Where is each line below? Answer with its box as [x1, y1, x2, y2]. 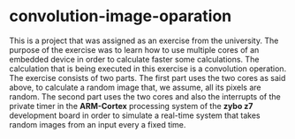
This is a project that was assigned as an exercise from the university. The [9, 35, 279, 46]
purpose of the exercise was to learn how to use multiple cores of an [9, 44, 260, 55]
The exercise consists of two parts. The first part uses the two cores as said [9, 72, 286, 83]
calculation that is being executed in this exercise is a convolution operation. [9, 63, 287, 74]
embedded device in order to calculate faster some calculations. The [9, 54, 260, 64]
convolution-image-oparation [9, 6, 232, 26]
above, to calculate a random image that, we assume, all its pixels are [9, 82, 261, 92]
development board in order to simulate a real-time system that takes [9, 110, 261, 121]
